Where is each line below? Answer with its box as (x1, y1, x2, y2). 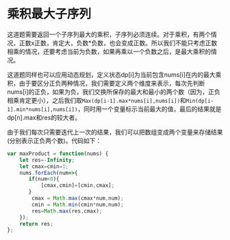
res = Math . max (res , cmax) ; (31, 207, 103, 215)
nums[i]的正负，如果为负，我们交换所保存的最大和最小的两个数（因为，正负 (7, 87, 220, 96)
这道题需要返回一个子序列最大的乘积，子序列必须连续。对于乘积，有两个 (7, 30, 211, 38)
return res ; (19, 220, 53, 227)
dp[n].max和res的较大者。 (7, 113, 81, 121)
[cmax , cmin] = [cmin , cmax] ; (40, 182, 115, 189)
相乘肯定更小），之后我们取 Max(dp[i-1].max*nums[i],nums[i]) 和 (7, 96, 187, 104)
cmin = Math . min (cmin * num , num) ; (31, 201, 125, 208)
